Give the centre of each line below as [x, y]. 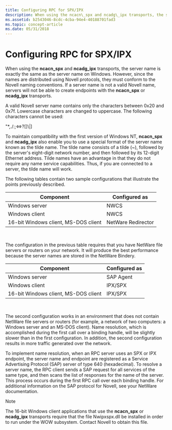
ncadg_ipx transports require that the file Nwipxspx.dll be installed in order [84, 417]
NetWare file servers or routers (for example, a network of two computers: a [85, 322]
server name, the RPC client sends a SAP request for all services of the [80, 370]
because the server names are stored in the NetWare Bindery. [70, 256]
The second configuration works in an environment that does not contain [82, 316]
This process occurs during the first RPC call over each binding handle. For [84, 381]
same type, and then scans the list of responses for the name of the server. [85, 375]
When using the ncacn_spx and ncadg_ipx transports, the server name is [83, 69]
